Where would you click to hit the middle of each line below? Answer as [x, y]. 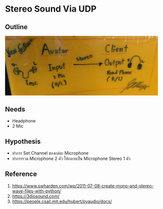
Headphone [24, 121]
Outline [16, 27]
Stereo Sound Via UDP [51, 9]
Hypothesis [23, 141]
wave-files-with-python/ [37, 191]
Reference [21, 174]
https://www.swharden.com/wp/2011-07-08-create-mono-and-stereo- [83, 186]
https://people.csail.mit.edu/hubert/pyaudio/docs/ [62, 201]
